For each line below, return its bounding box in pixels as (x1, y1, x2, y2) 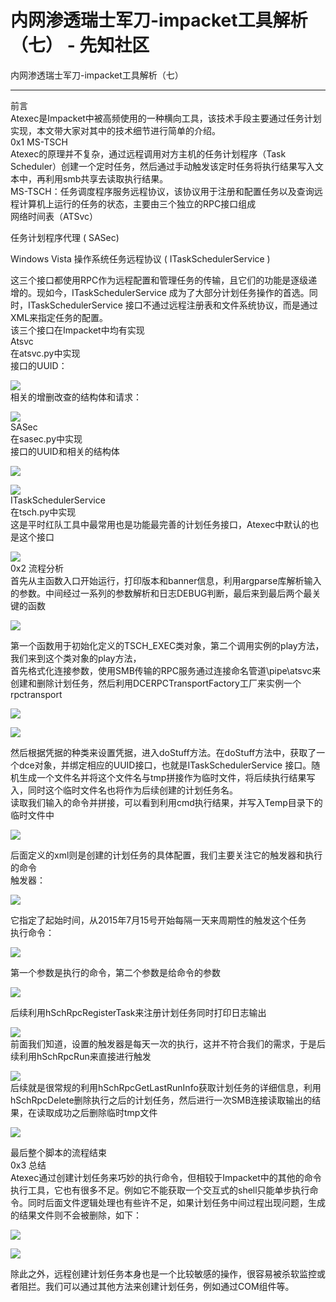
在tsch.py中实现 (10, 506, 77, 518)
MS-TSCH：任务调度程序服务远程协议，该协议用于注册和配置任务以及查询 (10, 185, 315, 197)
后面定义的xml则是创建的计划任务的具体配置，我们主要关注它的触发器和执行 (10, 849, 323, 861)
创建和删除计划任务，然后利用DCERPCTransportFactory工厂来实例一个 (10, 677, 302, 689)
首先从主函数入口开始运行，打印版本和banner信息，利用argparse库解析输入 (10, 574, 322, 586)
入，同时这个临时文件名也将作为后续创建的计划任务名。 (10, 784, 238, 796)
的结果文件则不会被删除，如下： (10, 1209, 142, 1221)
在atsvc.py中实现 (10, 347, 81, 359)
